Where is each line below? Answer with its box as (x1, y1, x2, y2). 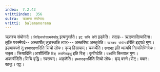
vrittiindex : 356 (5, 12, 42, 17)
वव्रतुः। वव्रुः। (5, 61, 24, 67)
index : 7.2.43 (5, 7, 36, 12)
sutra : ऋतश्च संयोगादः (5, 16, 45, 21)
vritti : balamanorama (5, 20, 51, 26)
